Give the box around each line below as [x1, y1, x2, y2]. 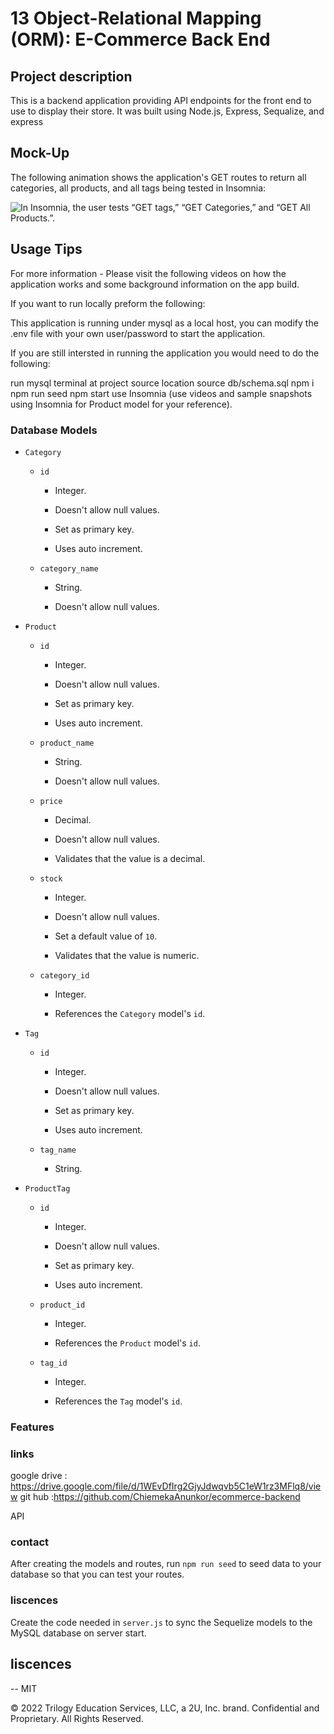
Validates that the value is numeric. [54, 949, 200, 961]
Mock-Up [10, 145, 70, 162]
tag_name [39, 1145, 77, 1155]
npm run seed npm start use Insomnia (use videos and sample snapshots [10, 387, 313, 399]
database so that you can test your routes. [10, 1568, 185, 1581]
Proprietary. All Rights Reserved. [10, 1712, 144, 1724]
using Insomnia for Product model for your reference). [10, 398, 233, 410]
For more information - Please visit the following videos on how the [10, 267, 287, 279]
